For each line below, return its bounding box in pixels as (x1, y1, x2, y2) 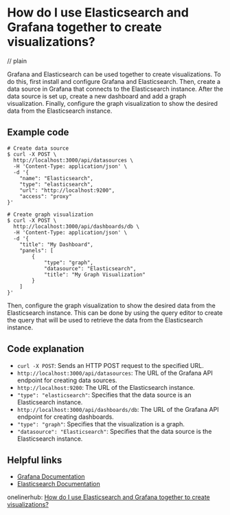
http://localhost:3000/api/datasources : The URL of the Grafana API (16, 369, 213, 377)
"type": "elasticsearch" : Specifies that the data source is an (16, 391, 192, 399)
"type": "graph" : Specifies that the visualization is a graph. (16, 419, 185, 428)
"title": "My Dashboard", (19, 241, 94, 248)
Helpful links (7, 454, 62, 465)
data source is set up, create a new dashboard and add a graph (7, 91, 187, 100)
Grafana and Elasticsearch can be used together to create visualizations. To (7, 70, 221, 78)
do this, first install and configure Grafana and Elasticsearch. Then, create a (7, 77, 221, 85)
